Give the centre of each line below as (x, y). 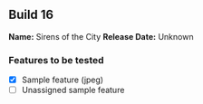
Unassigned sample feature (73, 90)
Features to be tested (57, 60)
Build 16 (31, 15)
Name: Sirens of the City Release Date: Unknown (101, 36)
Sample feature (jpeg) (63, 80)
